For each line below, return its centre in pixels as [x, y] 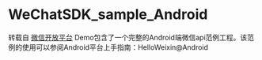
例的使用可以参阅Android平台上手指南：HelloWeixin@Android [108, 47]
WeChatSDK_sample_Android [108, 15]
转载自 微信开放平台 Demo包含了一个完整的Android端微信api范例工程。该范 [131, 37]
